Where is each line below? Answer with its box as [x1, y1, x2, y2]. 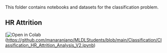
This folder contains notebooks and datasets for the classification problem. [5, 4, 159, 10]
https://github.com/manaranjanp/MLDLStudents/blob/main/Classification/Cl [6, 37, 162, 43]
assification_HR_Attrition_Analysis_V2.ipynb [5, 42, 94, 48]
